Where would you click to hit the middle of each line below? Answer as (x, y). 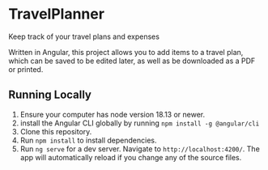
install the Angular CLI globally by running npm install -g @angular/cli (140, 123)
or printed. (26, 69)
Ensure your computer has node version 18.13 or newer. (113, 114)
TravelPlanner (57, 14)
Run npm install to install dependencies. (88, 140)
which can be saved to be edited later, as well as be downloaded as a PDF (132, 61)
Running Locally (50, 95)
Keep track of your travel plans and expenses (84, 36)
